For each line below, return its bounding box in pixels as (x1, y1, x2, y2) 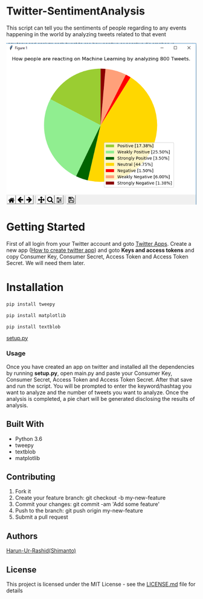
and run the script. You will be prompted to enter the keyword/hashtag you (6, 382, 192, 389)
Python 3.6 (14, 435, 42, 442)
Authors (6, 531, 38, 541)
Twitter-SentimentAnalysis (6, 4, 145, 18)
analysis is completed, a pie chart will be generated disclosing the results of (6, 395, 195, 402)
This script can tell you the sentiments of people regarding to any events (6, 24, 187, 31)
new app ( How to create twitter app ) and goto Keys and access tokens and (6, 246, 195, 254)
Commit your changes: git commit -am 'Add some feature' (14, 501, 160, 508)
